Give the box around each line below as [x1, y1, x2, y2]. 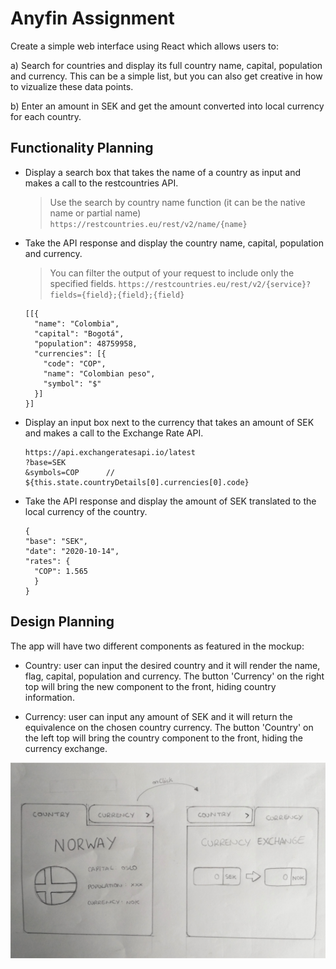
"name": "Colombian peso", [43, 368, 156, 379]
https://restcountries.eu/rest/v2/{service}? [118, 279, 312, 289]
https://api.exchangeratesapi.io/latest [24, 447, 196, 457]
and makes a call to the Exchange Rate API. [24, 427, 204, 439]
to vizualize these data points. [10, 80, 134, 92]
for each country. [10, 110, 82, 122]
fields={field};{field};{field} [49, 290, 185, 300]
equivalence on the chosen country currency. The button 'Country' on [24, 721, 314, 733]
